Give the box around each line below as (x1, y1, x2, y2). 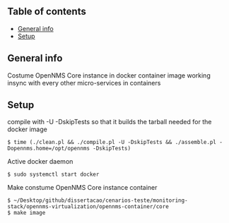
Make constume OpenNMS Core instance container (7, 183, 158, 192)
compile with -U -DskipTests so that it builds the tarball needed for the (7, 118, 212, 126)
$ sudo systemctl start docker (7, 171, 100, 179)
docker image (7, 125, 47, 133)
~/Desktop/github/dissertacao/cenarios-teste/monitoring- (13, 197, 189, 204)
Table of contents (7, 6, 86, 18)
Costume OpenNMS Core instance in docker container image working (7, 71, 211, 80)
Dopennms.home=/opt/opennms (7, 145, 90, 152)
